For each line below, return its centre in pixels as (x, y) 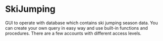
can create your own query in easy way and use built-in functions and (77, 28)
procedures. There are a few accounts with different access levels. (73, 33)
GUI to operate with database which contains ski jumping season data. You (81, 23)
